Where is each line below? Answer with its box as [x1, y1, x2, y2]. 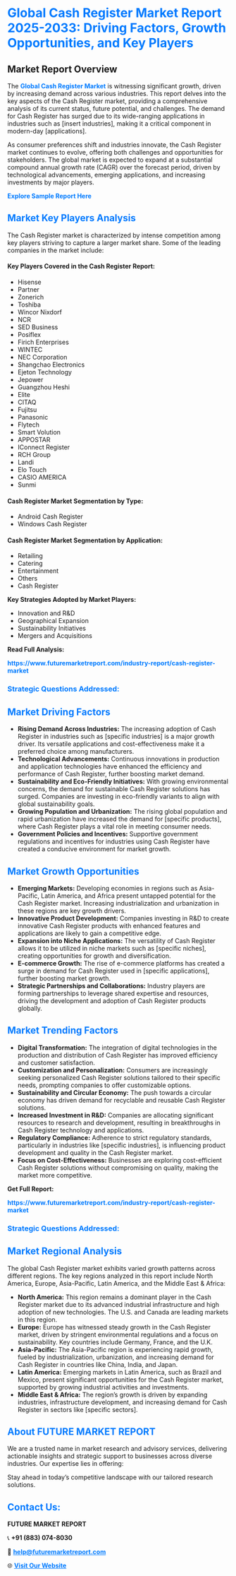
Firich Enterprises [17, 338, 69, 347]
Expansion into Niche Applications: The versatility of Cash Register [17, 936, 216, 944]
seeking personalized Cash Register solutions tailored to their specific [17, 1073, 221, 1082]
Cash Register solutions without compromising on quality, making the [17, 1163, 219, 1172]
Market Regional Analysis [7, 1245, 123, 1257]
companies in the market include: [7, 246, 104, 254]
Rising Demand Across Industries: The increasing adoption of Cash [17, 725, 216, 733]
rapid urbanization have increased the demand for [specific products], [17, 814, 222, 824]
